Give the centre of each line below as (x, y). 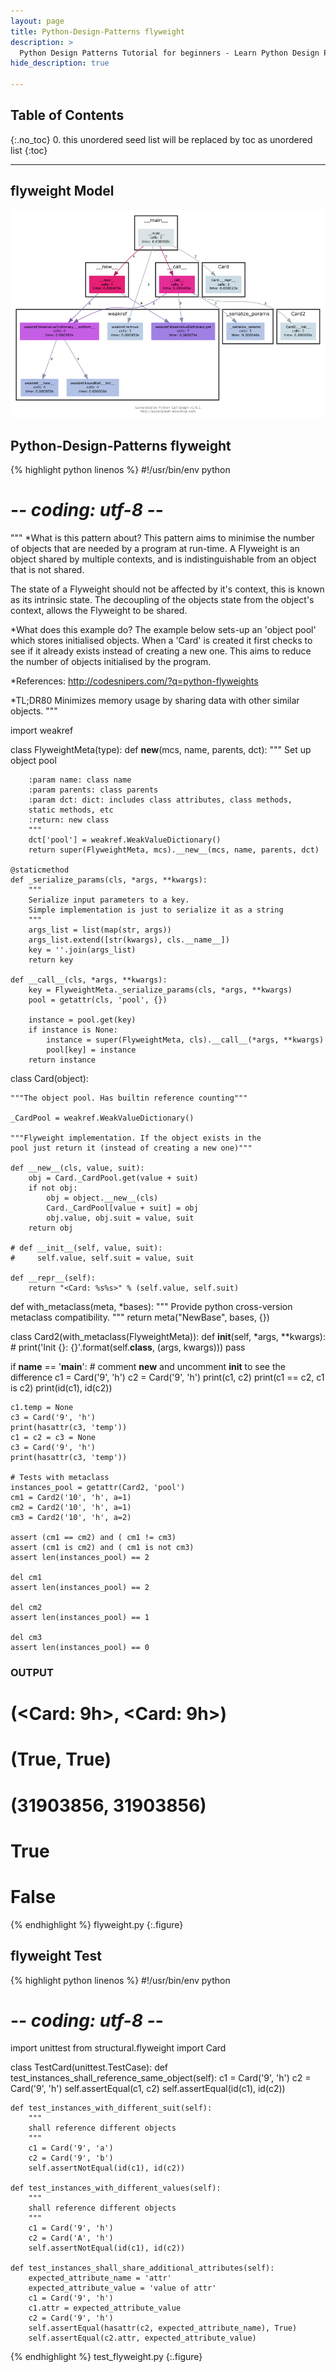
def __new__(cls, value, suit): (77, 1168)
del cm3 (26, 1638)
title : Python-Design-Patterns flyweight (98, 31)
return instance (62, 1060)
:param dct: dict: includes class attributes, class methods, (160, 800)
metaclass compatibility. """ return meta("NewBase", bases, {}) (140, 1317)
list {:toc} (29, 150)
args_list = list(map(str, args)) (100, 930)
